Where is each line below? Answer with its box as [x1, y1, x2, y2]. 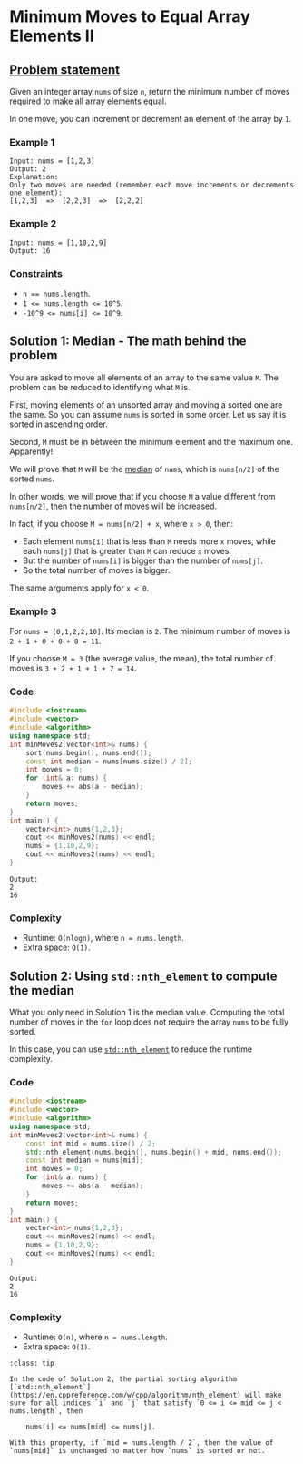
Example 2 [9, 217, 57, 230]
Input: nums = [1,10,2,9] [9, 238, 107, 247]
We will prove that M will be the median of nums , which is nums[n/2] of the [9, 463, 279, 474]
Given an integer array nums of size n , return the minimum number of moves [9, 86, 290, 96]
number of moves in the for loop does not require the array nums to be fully [9, 1016, 288, 1027]
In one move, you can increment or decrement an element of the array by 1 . [9, 114, 292, 124]
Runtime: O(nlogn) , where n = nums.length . [22, 933, 184, 944]
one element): [9, 188, 64, 197]
